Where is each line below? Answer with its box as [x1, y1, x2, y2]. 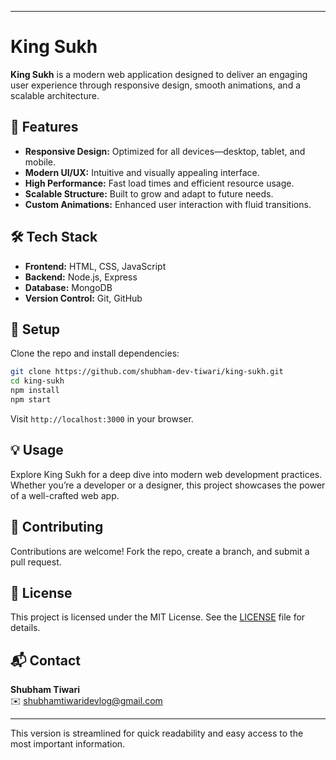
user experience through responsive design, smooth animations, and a [10, 79, 301, 91]
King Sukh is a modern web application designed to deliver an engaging [10, 68, 308, 80]
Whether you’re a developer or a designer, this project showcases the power [10, 479, 326, 491]
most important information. [10, 738, 126, 750]
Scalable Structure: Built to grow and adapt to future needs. [24, 187, 274, 200]
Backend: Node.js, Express [24, 271, 138, 283]
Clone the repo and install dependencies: [10, 347, 180, 360]
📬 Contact [10, 652, 81, 669]
